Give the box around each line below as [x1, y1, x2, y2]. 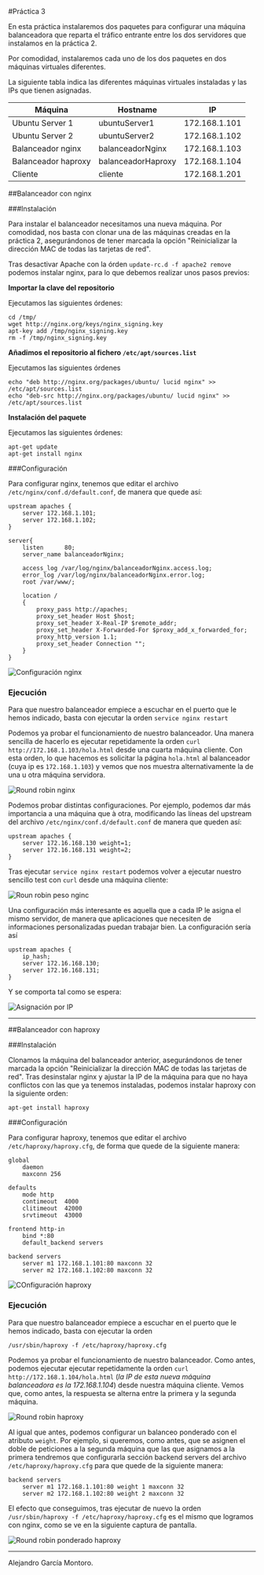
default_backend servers [22, 1239, 104, 1247]
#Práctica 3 [8, 7, 46, 16]
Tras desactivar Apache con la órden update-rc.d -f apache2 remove [8, 259, 232, 269]
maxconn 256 [22, 1170, 61, 1178]
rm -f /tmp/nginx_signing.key [8, 334, 108, 342]
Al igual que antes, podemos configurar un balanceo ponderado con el [8, 1427, 237, 1437]
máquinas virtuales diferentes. [8, 62, 106, 71]
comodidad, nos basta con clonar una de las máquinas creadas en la [8, 228, 231, 236]
